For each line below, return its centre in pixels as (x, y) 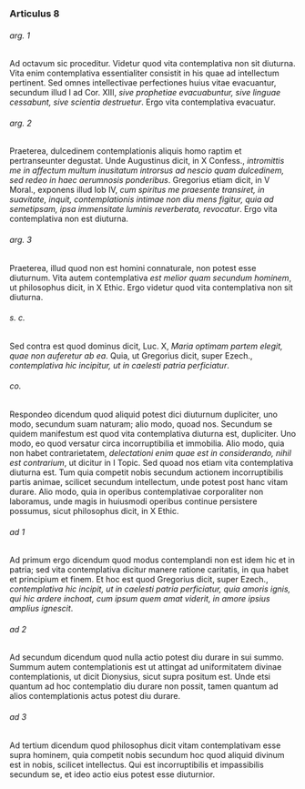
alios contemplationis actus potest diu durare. (95, 696)
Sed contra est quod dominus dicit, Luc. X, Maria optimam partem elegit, (146, 346)
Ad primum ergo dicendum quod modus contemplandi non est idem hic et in (152, 560)
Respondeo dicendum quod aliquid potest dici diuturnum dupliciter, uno (143, 414)
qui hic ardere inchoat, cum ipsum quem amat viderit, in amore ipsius (140, 599)
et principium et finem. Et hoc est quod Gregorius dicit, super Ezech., (139, 580)
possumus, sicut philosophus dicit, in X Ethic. (94, 511)
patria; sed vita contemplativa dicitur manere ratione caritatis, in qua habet (149, 570)
